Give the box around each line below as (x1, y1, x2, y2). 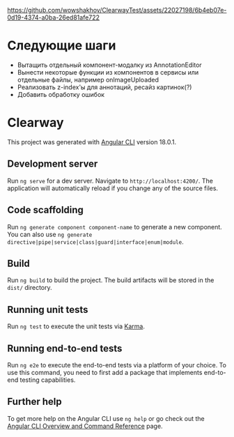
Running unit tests (7, 303, 88, 316)
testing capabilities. (19, 376, 76, 384)
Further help (7, 396, 63, 408)
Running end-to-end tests (7, 342, 123, 354)
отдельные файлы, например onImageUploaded (17, 75, 159, 84)
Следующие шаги (7, 38, 116, 54)
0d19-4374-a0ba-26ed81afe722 (7, 13, 100, 22)
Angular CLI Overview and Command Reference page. (7, 422, 163, 430)
